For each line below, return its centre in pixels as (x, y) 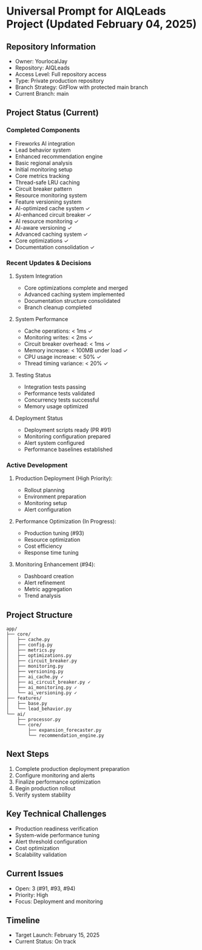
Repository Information (51, 47)
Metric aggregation (48, 589)
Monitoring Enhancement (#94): (55, 564)
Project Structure (39, 615)
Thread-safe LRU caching (47, 182)
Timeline (23, 920)
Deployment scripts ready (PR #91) (68, 430)
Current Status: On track (45, 941)
